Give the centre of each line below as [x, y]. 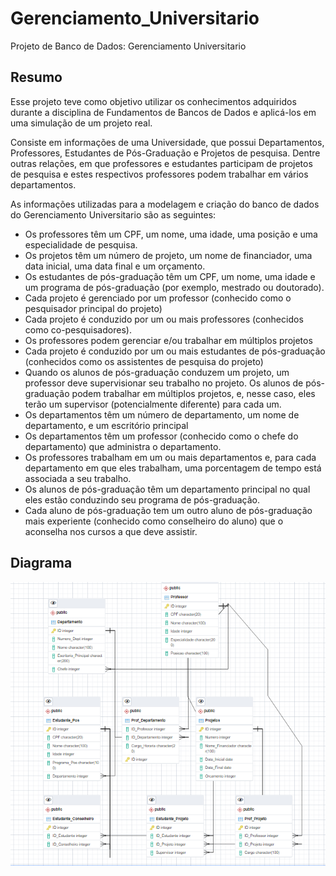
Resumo [36, 77]
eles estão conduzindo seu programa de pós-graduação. [142, 499]
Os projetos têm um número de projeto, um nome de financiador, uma [168, 255]
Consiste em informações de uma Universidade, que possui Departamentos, [167, 142]
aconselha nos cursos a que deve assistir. [111, 531]
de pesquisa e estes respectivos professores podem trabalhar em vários [159, 174]
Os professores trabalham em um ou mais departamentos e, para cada [170, 457]
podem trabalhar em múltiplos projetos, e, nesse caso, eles [193, 393]
